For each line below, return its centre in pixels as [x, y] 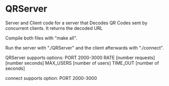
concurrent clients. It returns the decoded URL [54, 28]
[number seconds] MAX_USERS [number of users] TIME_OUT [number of [82, 63]
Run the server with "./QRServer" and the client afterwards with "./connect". [84, 48]
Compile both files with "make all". [41, 38]
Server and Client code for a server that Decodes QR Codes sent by [76, 23]
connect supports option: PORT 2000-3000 [51, 78]
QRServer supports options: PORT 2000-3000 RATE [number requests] [80, 57]
